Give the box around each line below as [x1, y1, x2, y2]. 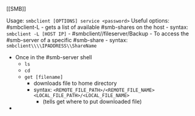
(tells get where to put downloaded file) [42, 98, 142, 105]
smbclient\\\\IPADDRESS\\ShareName [6, 43, 97, 49]
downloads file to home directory [33, 79, 117, 87]
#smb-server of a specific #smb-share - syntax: [6, 37, 128, 43]
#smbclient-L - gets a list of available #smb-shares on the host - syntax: [6, 24, 188, 31]
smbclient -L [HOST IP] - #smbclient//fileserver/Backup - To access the [6, 30, 189, 37]
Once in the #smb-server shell [15, 54, 92, 60]
